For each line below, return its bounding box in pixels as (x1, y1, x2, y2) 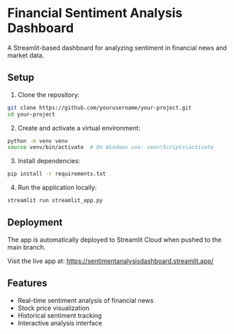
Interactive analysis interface (17, 318, 103, 327)
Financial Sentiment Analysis (7, 5, 183, 21)
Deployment (7, 216, 63, 228)
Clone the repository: (17, 90, 80, 99)
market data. (7, 51, 45, 60)
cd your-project (7, 111, 55, 118)
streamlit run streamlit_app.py (7, 197, 103, 204)
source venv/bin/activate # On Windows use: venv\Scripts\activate (7, 144, 214, 151)
